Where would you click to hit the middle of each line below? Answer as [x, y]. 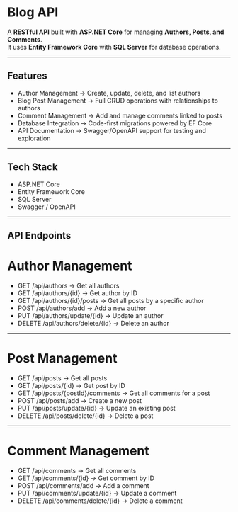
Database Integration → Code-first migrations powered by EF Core [115, 123]
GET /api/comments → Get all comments [77, 470]
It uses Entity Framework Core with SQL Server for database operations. [114, 47]
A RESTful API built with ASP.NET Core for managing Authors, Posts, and [116, 32]
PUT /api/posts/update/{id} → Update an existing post [96, 408]
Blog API [33, 12]
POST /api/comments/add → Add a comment [84, 485]
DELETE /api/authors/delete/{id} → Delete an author [93, 323]
